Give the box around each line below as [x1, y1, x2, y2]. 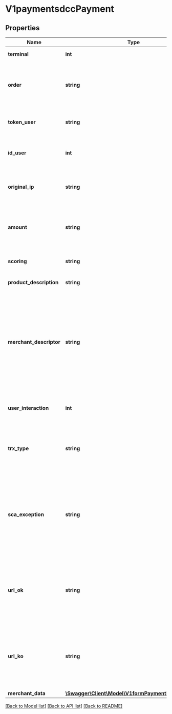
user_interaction [8, 405, 49, 411]
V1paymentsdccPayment [5, 3, 114, 15]
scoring [8, 257, 27, 265]
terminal [8, 51, 29, 57]
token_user [8, 118, 36, 126]
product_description [8, 279, 59, 286]
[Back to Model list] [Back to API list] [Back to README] [5, 703, 123, 709]
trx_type [8, 445, 29, 452]
